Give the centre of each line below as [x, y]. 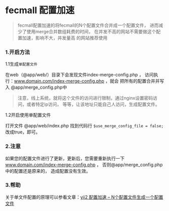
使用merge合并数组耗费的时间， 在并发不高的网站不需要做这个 [91, 31]
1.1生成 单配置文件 [21, 64]
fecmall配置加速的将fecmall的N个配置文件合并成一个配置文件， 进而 [88, 25]
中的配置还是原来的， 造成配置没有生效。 [48, 171]
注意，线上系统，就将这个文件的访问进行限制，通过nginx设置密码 [85, 98]
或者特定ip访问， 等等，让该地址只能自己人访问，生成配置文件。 [93, 104]
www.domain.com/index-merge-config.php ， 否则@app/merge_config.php [84, 165]
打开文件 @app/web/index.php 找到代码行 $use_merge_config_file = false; [84, 126]
